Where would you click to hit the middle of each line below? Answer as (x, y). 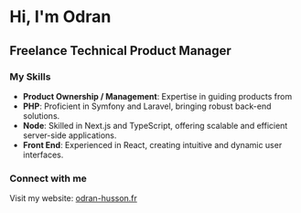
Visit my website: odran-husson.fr (73, 198)
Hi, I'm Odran (60, 17)
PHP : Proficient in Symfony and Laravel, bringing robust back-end (147, 106)
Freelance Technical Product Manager (120, 51)
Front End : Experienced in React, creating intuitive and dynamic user (152, 144)
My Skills (30, 77)
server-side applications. (70, 135)
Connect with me (48, 178)
